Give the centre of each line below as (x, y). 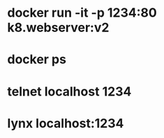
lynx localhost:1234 (66, 123)
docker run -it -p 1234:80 (82, 13)
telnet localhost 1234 (69, 91)
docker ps (37, 60)
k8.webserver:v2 (58, 28)
